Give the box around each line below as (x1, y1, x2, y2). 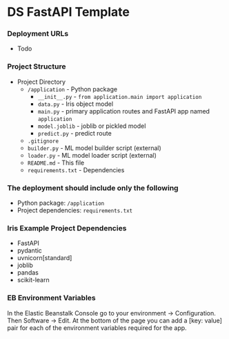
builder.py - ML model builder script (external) (27, 143, 162, 152)
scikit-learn (17, 276, 50, 284)
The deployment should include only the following (7, 183, 179, 192)
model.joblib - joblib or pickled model (37, 122, 146, 130)
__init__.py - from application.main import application (37, 92, 202, 100)
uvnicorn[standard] (17, 254, 72, 262)
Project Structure (7, 62, 66, 71)
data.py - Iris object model (37, 100, 114, 108)
